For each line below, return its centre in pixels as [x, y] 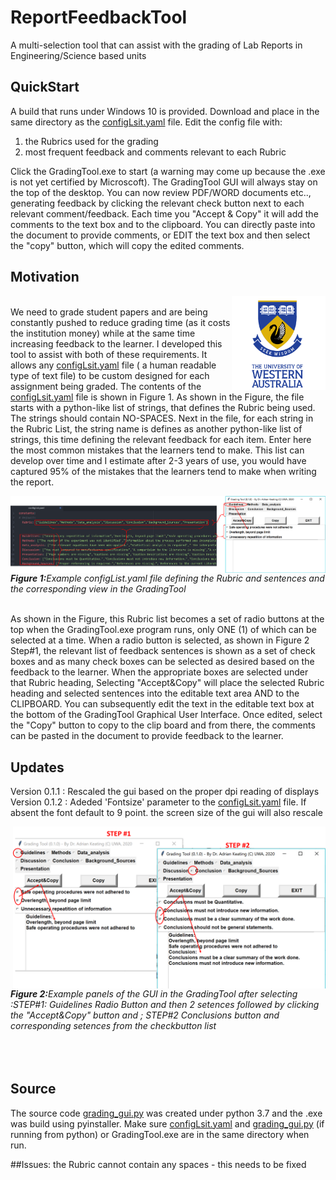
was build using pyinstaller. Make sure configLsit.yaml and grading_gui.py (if [167, 1123]
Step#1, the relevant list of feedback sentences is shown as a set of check [163, 651]
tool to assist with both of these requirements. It [109, 354]
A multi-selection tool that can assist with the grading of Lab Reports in [156, 45]
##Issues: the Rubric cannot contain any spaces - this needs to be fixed [158, 1164]
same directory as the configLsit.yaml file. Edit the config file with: [146, 122]
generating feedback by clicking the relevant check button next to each [157, 203]
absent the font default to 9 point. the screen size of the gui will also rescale [166, 813]
